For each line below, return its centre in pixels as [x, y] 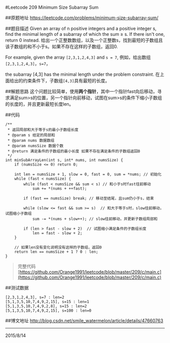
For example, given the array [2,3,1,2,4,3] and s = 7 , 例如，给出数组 [78, 57]
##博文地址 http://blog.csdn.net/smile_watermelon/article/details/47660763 [84, 320]
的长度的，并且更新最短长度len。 [39, 104]
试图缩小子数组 [18, 213]
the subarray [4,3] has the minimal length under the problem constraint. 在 [83, 74]
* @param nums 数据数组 [31, 141]
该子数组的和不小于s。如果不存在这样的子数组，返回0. [61, 47]
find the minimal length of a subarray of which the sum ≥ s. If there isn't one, [85, 34]
